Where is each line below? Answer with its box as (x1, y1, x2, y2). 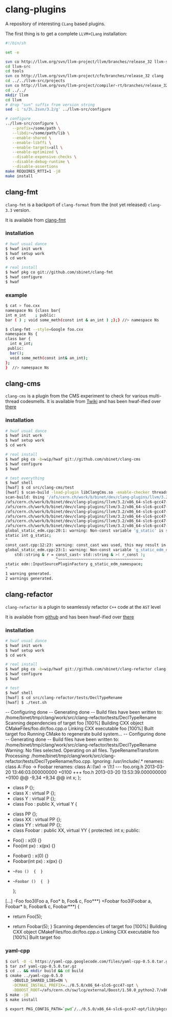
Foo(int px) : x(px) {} (12, 843, 56, 849)
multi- (148, 393, 162, 399)
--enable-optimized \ (12, 150, 58, 155)
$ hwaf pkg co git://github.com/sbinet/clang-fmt (5, 270, 114, 275)
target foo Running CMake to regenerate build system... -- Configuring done (5, 731, 166, 737)
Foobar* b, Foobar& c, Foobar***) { (5, 903, 80, 910)
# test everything (5, 476, 45, 481)
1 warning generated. (5, 571, 52, 576)
